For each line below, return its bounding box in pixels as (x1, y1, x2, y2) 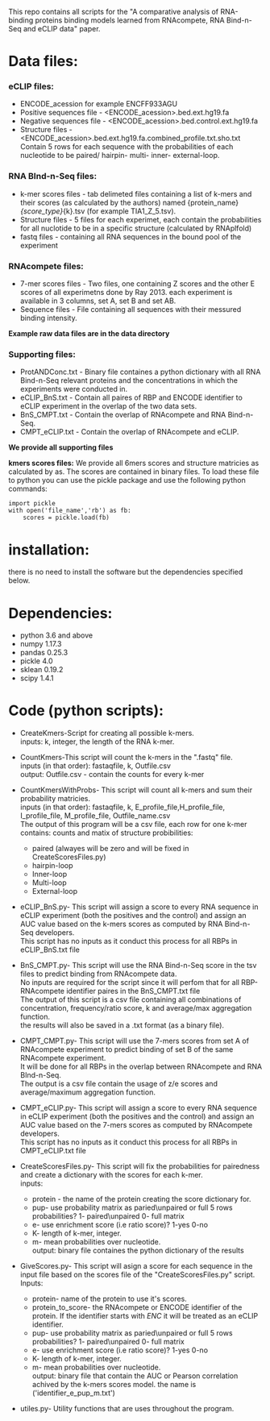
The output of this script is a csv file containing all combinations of (19, 995, 242, 1004)
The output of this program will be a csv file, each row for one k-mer (19, 820, 247, 829)
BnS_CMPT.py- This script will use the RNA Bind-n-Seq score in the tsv (19, 961, 257, 970)
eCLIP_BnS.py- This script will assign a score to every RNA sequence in (19, 902, 259, 912)
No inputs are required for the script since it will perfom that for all (19, 978, 240, 987)
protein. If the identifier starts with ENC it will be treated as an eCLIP (31, 1311, 259, 1321)
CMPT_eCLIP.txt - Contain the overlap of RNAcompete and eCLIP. (19, 427, 239, 437)
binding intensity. (19, 314, 78, 323)
